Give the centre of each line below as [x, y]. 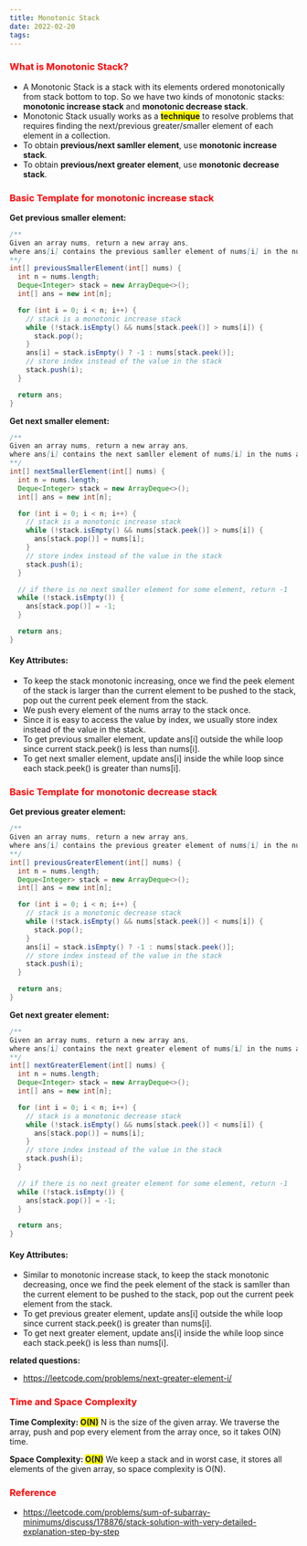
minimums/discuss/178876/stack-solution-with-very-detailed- [140, 1522]
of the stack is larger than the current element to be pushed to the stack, [159, 691]
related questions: [45, 1361]
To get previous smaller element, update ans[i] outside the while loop [153, 739]
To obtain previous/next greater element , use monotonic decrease [151, 164]
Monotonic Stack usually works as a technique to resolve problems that [158, 116]
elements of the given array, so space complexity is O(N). [118, 1468]
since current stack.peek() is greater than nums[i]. [117, 1324]
